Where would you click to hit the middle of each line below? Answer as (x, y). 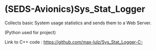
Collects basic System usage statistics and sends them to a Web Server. (78, 23)
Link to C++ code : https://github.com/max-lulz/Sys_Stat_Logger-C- (74, 42)
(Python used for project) (30, 32)
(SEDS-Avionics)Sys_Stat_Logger (75, 9)
